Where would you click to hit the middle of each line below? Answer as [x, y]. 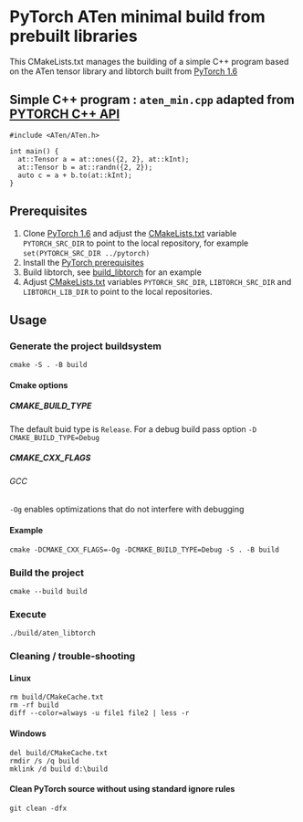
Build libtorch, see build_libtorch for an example [112, 272]
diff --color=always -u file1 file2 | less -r [99, 713]
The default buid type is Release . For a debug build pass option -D [133, 429]
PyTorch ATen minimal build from [137, 17]
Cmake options [39, 385]
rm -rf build [34, 705]
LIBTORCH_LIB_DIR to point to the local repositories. [117, 291]
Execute [28, 614]
